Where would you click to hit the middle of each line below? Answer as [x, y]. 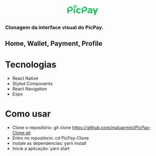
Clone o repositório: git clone [42, 127]
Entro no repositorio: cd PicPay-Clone [50, 138]
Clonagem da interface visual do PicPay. [54, 28]
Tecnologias [31, 64]
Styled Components [32, 83]
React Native [25, 78]
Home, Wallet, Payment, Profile [54, 44]
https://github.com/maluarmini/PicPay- [111, 127]
